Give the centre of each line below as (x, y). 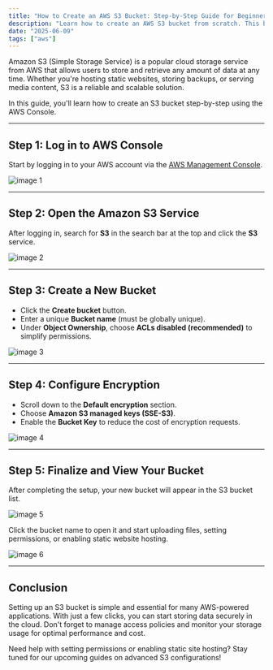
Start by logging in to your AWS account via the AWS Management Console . (135, 165)
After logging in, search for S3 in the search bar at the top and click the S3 (133, 233)
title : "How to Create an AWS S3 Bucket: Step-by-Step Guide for (121, 16)
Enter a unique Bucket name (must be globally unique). (113, 318)
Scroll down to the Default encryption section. (98, 404)
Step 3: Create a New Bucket (82, 290)
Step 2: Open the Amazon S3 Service (104, 213)
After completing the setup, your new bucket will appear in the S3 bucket (131, 490)
